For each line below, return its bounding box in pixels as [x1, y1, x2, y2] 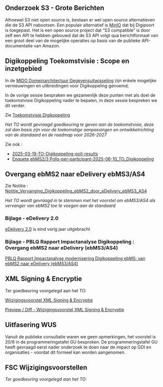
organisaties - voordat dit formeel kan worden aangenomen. [5, 349, 126, 355]
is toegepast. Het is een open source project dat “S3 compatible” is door [5, 27, 151, 33]
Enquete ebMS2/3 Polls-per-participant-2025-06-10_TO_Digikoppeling [12, 156, 154, 162]
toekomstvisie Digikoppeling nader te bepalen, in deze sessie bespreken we [5, 97, 157, 103]
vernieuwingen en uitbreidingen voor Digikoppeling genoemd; [5, 82, 129, 88]
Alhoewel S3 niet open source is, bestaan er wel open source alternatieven [5, 17, 155, 22]
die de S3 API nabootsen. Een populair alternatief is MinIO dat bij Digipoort [5, 22, 155, 28]
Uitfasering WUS [5, 321, 57, 329]
